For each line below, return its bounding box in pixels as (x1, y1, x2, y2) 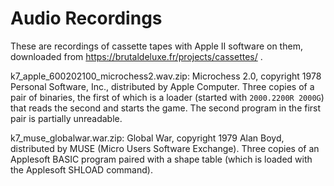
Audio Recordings (10, 7, 163, 30)
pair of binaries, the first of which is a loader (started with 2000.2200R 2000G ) (10, 91, 325, 103)
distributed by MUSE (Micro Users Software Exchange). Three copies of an (10, 142, 320, 154)
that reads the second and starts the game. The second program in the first (10, 102, 322, 114)
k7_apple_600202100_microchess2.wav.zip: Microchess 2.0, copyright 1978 (10, 70, 322, 82)
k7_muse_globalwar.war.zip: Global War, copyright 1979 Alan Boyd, (10, 132, 285, 144)
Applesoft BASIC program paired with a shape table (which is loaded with (10, 153, 313, 165)
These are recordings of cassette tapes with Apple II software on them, (10, 40, 303, 52)
